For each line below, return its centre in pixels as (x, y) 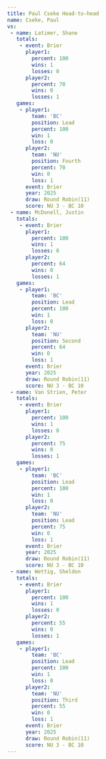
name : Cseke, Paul (33, 20)
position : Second (56, 341)
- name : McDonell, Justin (47, 213)
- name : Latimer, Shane (44, 33)
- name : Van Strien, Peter (49, 392)
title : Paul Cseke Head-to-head (53, 13)
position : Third (55, 700)
